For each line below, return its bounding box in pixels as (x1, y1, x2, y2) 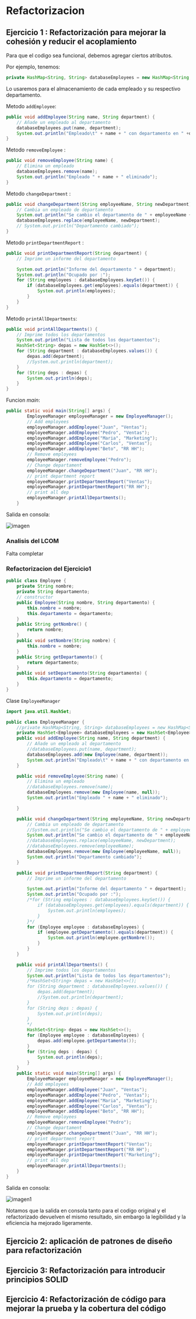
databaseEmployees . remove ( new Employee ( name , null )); (27, 789, 160, 796)
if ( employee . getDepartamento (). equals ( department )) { (37, 930, 174, 935)
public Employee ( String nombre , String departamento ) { (16, 599, 156, 606)
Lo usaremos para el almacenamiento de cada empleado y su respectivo (6, 85, 181, 92)
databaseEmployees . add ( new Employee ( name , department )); (27, 751, 168, 758)
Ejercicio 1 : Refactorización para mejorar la (6, 27, 166, 37)
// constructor (16, 595, 54, 600)
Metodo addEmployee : (6, 102, 57, 109)
